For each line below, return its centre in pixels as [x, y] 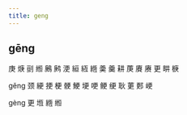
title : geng [28, 16]
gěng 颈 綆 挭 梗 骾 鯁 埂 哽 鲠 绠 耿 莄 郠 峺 [81, 86]
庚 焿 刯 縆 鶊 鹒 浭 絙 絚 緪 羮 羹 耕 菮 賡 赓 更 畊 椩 [94, 68]
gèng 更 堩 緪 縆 [35, 103]
